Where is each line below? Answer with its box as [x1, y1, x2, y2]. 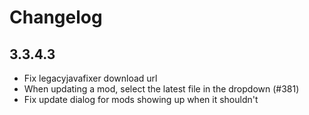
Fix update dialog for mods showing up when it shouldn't [23, 94, 259, 105]
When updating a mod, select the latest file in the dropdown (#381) [23, 83, 300, 95]
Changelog [9, 6, 103, 29]
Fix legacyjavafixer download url [23, 72, 158, 84]
